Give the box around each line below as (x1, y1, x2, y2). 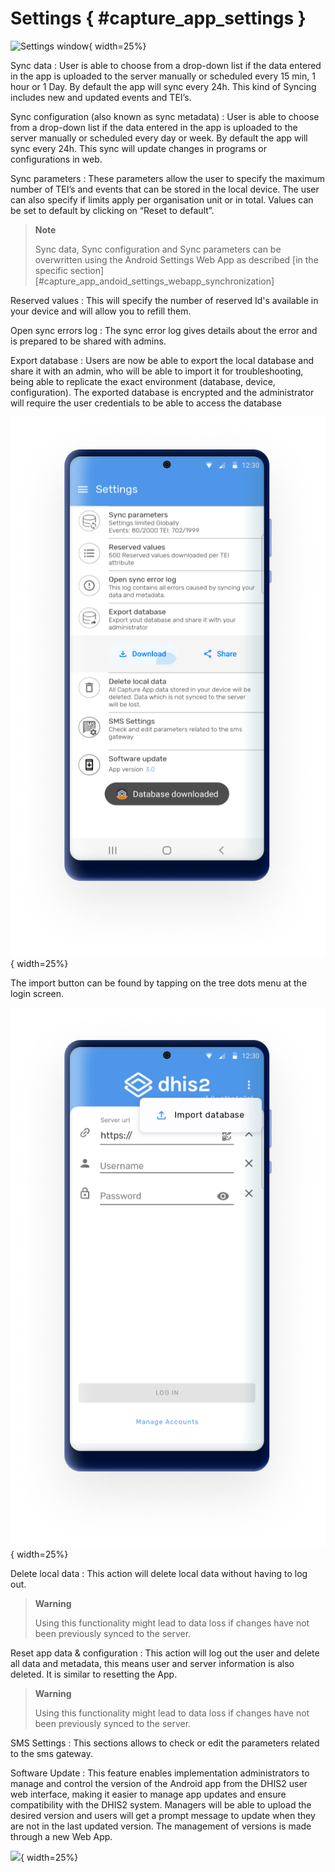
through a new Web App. (10, 1830, 113, 1842)
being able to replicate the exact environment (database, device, (10, 375, 276, 387)
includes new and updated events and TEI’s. (10, 91, 192, 103)
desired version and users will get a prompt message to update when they (10, 1809, 316, 1821)
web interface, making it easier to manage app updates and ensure (10, 1788, 287, 1800)
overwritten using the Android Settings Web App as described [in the (34, 253, 319, 266)
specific (34, 264, 68, 276)
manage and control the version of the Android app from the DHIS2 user (10, 1777, 308, 1789)
